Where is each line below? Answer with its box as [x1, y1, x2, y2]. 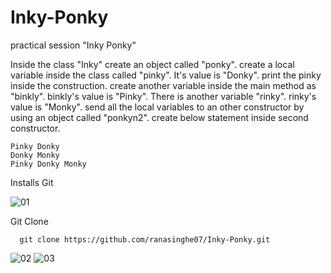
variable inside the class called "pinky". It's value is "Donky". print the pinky [10, 69, 322, 81]
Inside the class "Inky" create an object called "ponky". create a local [10, 58, 295, 70]
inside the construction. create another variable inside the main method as [10, 79, 317, 91]
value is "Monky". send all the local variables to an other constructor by [10, 101, 305, 113]
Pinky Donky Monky [10, 159, 87, 169]
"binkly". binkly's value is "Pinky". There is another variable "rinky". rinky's [10, 90, 317, 102]
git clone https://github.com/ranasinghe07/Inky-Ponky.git [19, 234, 271, 245]
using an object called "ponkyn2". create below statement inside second [10, 111, 309, 123]
